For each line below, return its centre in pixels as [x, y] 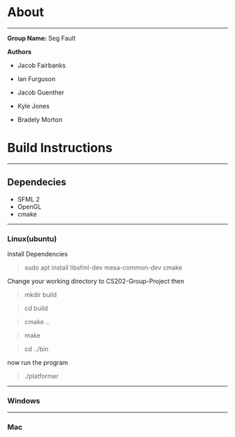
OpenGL [29, 207]
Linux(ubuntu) [32, 239]
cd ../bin [36, 349]
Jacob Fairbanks [42, 65]
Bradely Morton [40, 119]
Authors [20, 51]
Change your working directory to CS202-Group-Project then [96, 281]
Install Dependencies [37, 254]
